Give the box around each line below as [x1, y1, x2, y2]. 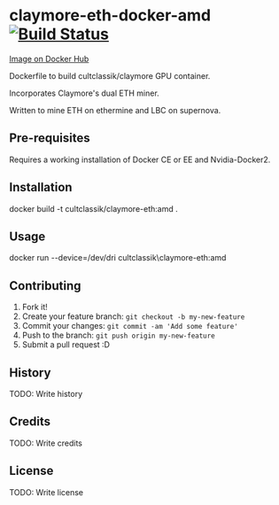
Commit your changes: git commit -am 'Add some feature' [21, 321, 239, 331]
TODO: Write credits [9, 438, 82, 448]
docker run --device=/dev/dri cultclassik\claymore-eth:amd [9, 252, 227, 263]
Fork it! [21, 302, 49, 313]
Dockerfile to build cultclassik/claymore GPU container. [9, 70, 211, 81]
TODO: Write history [9, 389, 83, 399]
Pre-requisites [9, 130, 90, 146]
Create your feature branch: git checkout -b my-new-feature [21, 311, 245, 322]
